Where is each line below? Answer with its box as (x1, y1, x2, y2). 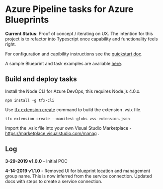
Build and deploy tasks (5, 75, 77, 83)
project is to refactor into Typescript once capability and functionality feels (5, 36, 158, 42)
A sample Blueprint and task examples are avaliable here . (5, 60, 123, 66)
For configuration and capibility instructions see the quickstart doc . (5, 51, 143, 57)
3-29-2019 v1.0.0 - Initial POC (5, 158, 68, 164)
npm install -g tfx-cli (5, 98, 55, 103)
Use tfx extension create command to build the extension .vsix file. (5, 106, 142, 113)
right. (5, 41, 16, 47)
